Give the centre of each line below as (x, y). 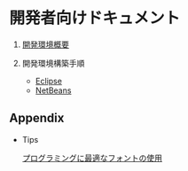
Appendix (37, 118)
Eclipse (48, 81)
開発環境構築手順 (53, 63)
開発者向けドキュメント (95, 18)
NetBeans (53, 90)
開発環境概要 (45, 44)
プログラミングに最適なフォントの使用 (92, 158)
